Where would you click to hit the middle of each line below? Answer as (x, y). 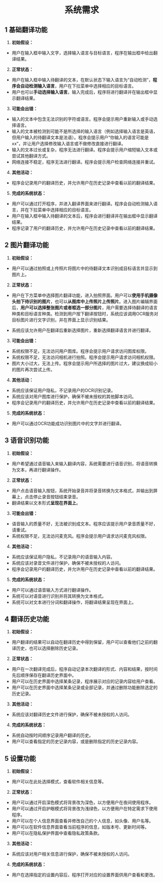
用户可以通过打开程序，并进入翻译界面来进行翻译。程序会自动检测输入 (82, 204)
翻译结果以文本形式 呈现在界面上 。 (46, 503)
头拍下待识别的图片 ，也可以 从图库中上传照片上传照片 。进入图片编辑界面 (84, 301)
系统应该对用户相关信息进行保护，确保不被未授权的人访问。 (72, 854)
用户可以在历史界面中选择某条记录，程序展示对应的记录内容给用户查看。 (84, 681)
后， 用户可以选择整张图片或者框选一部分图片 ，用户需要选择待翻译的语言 (84, 308)
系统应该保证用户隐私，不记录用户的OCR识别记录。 (63, 390)
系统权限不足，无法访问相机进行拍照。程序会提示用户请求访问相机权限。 (84, 357)
